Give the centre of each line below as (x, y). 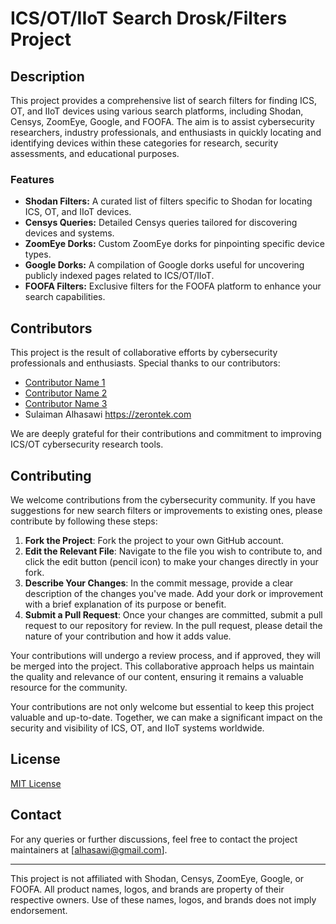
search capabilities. (65, 297)
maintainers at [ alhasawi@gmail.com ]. (89, 849)
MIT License (36, 783)
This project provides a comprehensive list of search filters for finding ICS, (163, 100)
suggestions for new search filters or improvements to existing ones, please (166, 510)
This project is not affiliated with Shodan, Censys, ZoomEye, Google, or (157, 878)
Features (32, 179)
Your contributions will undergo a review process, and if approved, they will (165, 655)
